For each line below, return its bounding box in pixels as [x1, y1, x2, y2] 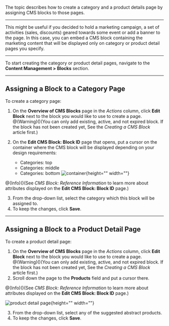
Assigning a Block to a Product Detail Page [5, 225, 141, 234]
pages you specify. [5, 45, 45, 51]
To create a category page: [5, 98, 62, 104]
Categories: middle [20, 165, 59, 171]
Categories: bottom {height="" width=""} [20, 170, 130, 176]
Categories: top [20, 159, 52, 165]
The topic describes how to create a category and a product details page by [5, 5, 163, 10]
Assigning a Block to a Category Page [5, 85, 126, 93]
